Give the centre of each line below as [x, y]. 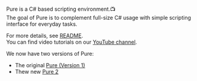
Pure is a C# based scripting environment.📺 [61, 9]
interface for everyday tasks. [42, 24]
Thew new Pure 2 [37, 72]
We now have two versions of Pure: [50, 54]
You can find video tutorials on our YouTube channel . [72, 42]
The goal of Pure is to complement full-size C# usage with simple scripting [98, 18]
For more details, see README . [45, 36]
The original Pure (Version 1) [50, 65]
